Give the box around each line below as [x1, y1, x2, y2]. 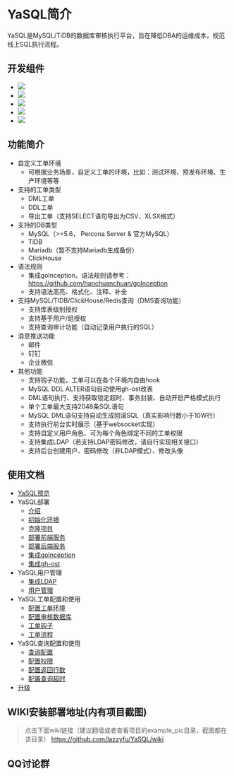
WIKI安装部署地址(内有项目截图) [7, 706, 147, 718]
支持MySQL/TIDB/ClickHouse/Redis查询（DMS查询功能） [17, 296, 185, 305]
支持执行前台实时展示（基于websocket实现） [27, 420, 159, 428]
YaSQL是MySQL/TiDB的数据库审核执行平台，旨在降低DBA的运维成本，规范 [7, 31, 226, 40]
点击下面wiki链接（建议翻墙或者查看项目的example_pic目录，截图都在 [24, 726, 228, 735]
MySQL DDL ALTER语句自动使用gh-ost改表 [27, 384, 154, 393]
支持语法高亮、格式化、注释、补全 [27, 287, 128, 295]
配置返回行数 [27, 666, 66, 674]
